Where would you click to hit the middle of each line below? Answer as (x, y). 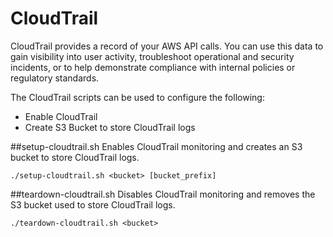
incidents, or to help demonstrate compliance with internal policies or (153, 67)
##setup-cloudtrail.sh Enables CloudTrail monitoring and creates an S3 (156, 146)
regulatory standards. (55, 78)
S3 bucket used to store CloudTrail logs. (93, 204)
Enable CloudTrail (61, 116)
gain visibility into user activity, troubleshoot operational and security (152, 56)
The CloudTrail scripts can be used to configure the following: (137, 97)
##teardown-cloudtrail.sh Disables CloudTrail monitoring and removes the (163, 194)
